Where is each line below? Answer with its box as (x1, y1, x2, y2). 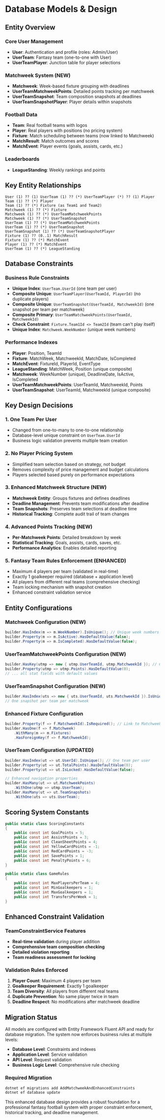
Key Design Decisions (5, 401, 74, 409)
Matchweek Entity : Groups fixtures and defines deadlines (12, 495, 130, 501)
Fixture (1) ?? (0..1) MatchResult (5, 233, 78, 238)
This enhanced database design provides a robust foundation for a (5, 1099, 140, 1105)
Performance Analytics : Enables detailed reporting (12, 545, 117, 551)
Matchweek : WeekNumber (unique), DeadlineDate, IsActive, (12, 371, 135, 377)
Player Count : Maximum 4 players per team (12, 978, 101, 984)
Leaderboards (5, 155, 40, 162)
